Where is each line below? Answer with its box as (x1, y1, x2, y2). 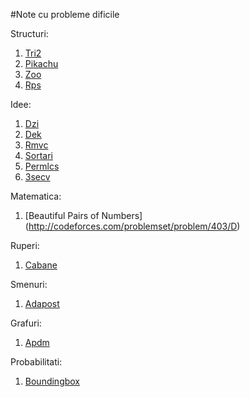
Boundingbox (24, 375, 81, 387)
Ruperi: (10, 240, 40, 251)
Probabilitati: (10, 356, 63, 368)
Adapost (24, 298, 60, 309)
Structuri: (10, 28, 49, 39)
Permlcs (24, 160, 60, 172)
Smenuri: (10, 279, 48, 290)
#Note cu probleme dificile (10, 9, 120, 20)
